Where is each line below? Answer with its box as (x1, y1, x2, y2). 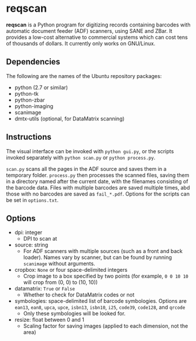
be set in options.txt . (6, 196, 59, 204)
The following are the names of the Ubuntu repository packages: (6, 72, 162, 79)
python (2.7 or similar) (14, 84, 68, 91)
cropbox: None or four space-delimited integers (14, 266, 128, 274)
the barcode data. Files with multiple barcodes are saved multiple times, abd (6, 184, 190, 191)
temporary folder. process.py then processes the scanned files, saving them (6, 171, 190, 178)
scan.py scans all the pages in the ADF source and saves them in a (6, 165, 167, 172)
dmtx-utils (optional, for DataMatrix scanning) (14, 115, 125, 122)
